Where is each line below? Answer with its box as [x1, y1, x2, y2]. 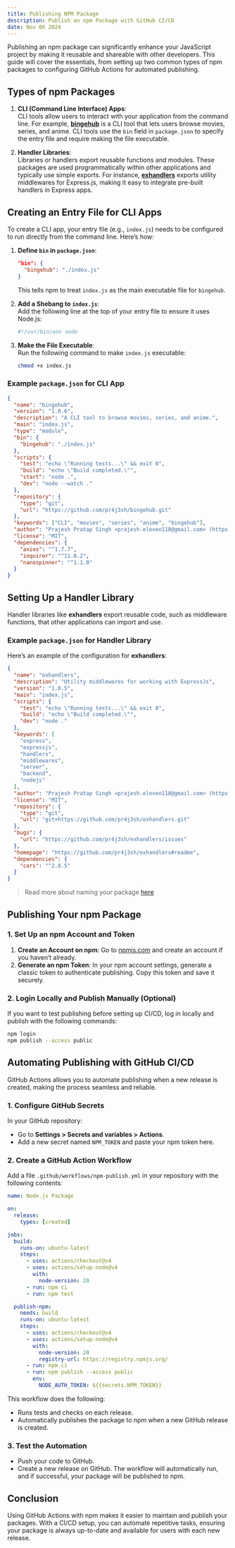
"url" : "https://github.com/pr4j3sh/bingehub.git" [20, 506, 172, 513]
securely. [17, 975, 44, 984]
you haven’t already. [17, 953, 77, 961]
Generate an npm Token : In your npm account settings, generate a [17, 960, 212, 969]
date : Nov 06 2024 [7, 23, 61, 30]
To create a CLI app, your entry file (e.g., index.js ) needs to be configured [7, 225, 224, 233]
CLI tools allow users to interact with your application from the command [17, 112, 229, 121]
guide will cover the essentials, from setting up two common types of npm [7, 58, 223, 66]
